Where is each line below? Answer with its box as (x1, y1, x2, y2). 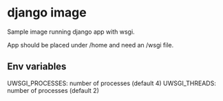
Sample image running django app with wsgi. (7, 27, 136, 36)
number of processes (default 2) (7, 86, 100, 94)
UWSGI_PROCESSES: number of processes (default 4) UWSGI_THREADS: (7, 79, 217, 87)
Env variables (7, 60, 67, 73)
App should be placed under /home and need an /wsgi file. (7, 41, 174, 49)
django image (7, 5, 87, 21)
